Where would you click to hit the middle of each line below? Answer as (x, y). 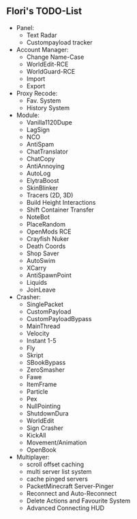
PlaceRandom (46, 224)
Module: (28, 115)
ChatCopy (41, 159)
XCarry (36, 268)
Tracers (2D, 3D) (50, 195)
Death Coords (46, 246)
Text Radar (42, 35)
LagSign (38, 129)
